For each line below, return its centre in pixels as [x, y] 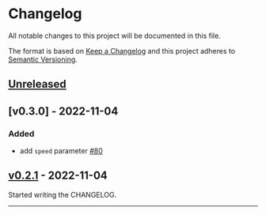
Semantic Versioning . [43, 59]
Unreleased [38, 84]
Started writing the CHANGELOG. [63, 194]
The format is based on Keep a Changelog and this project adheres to [122, 51]
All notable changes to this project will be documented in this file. [115, 36]
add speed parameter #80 [61, 151]
